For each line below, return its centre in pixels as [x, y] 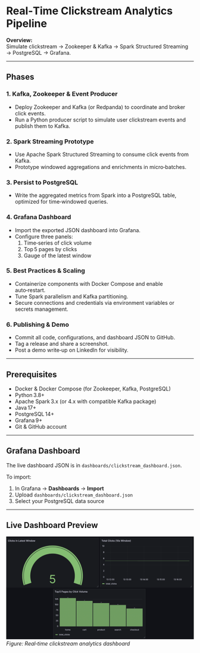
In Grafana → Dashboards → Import [59, 488]
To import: [19, 477]
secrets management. [41, 309]
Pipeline [27, 24]
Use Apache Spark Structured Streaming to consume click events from [102, 154]
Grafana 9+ [29, 420]
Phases [20, 77]
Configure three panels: [44, 236]
